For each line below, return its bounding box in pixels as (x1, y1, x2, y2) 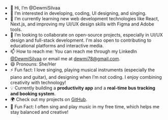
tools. (10, 26, 22, 33)
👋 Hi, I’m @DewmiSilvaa (10, 5, 61, 11)
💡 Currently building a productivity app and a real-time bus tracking (10, 85, 155, 91)
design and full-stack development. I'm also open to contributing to (10, 37, 152, 43)
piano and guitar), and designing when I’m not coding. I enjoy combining (10, 74, 162, 80)
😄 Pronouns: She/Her (10, 61, 57, 67)
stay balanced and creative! (10, 109, 69, 115)
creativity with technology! (10, 79, 66, 85)
